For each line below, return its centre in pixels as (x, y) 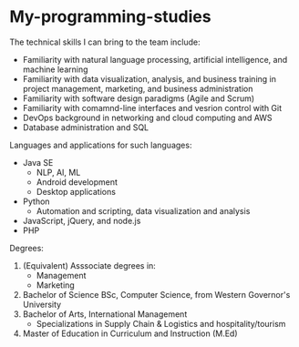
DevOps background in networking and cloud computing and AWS (147, 117)
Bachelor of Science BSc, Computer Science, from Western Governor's (156, 294)
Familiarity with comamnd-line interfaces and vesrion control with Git (152, 107)
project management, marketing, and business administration (138, 88)
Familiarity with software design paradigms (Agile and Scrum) (139, 98)
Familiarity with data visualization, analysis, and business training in (149, 78)
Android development (77, 182)
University (42, 304)
